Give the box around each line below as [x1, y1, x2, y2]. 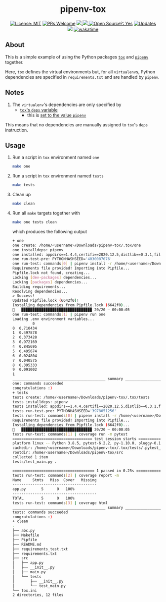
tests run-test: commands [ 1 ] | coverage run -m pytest [12, 432, 128, 437]
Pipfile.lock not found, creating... [12, 271, 90, 275]
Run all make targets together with [12, 210, 81, 216]
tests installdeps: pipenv [12, 399, 68, 404]
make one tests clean [12, 219, 57, 224]
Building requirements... [12, 284, 66, 289]
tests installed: [12, 404, 48, 409]
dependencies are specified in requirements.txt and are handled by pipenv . [5, 74, 160, 80]
